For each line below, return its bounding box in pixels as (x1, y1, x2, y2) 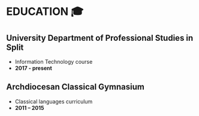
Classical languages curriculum (14, 97, 93, 105)
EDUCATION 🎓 (6, 5, 84, 19)
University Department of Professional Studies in (6, 32, 194, 43)
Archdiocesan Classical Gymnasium (6, 82, 145, 92)
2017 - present (14, 64, 52, 72)
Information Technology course (14, 58, 93, 65)
